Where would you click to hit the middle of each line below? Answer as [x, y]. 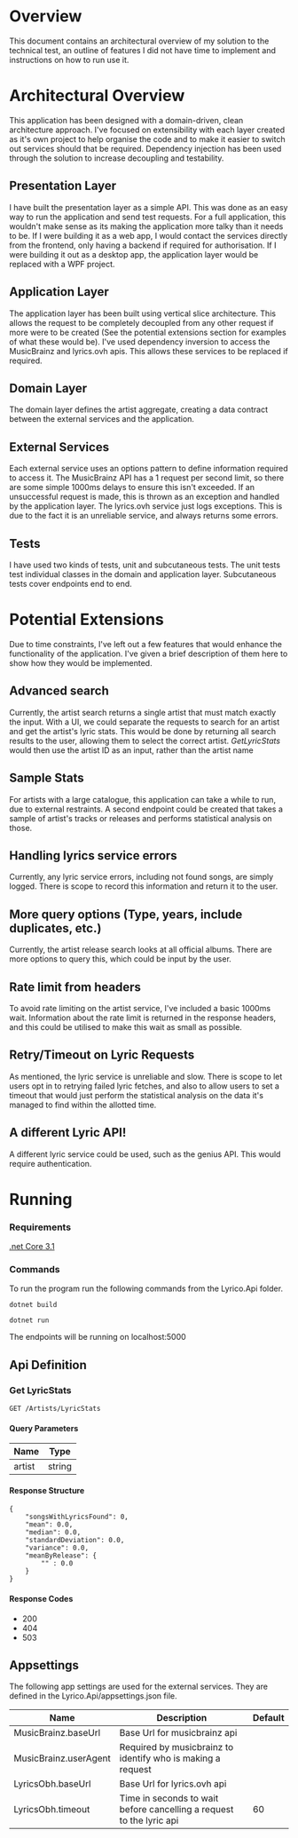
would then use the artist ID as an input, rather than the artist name [132, 750]
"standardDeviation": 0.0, [75, 1541]
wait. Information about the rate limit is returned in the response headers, [143, 1018]
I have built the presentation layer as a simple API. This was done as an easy [149, 207]
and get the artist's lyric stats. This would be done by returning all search [143, 731]
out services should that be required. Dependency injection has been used [145, 148]
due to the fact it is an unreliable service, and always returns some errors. [144, 516]
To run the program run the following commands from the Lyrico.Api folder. [146, 1288]
